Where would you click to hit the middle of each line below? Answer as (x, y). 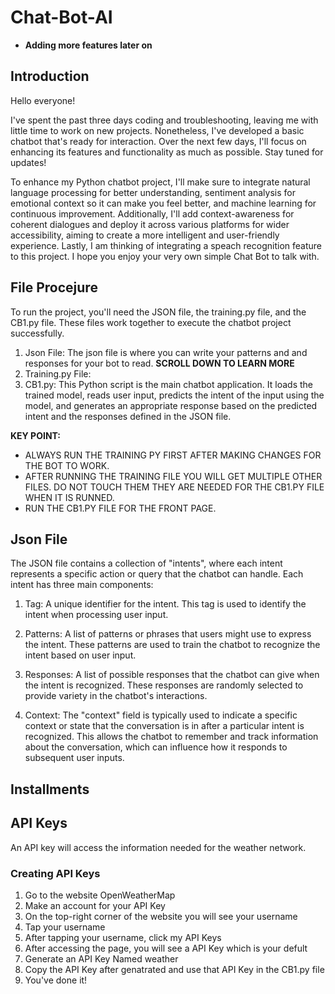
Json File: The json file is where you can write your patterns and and (166, 352)
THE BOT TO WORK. (67, 465)
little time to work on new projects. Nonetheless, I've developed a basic (157, 130)
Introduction (50, 76)
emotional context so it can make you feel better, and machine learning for (163, 203)
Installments (50, 789)
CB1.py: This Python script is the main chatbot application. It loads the (169, 384)
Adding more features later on (88, 45)
